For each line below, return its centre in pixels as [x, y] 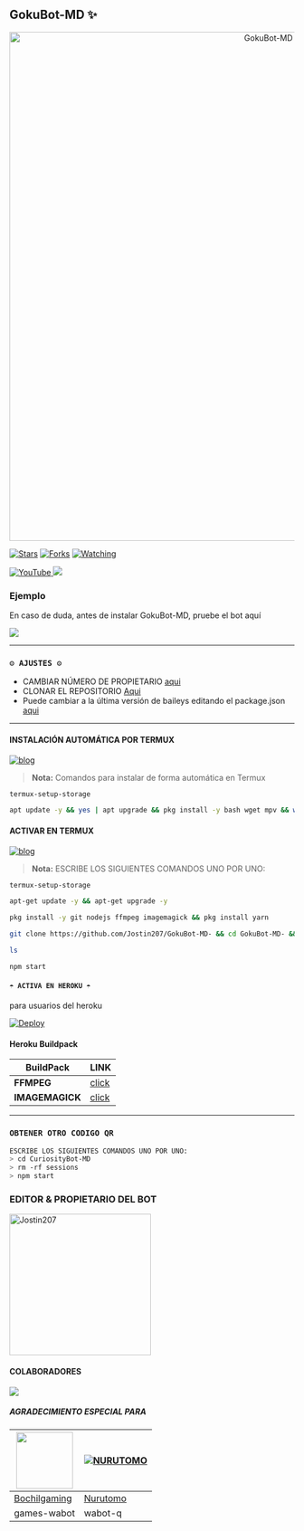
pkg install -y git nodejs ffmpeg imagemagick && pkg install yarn [139, 918]
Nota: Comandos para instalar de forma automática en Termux [148, 777]
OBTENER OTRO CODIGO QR [62, 1133]
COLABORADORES [45, 1371]
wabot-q [103, 1513]
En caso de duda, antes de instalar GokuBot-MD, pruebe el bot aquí [135, 615]
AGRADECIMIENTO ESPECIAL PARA [78, 1412]
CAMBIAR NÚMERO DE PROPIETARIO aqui [101, 681]
